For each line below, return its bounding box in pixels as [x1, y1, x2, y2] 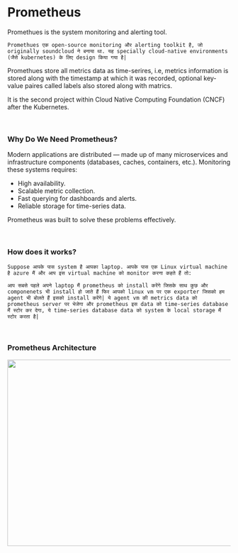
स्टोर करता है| [7, 313, 40, 320]
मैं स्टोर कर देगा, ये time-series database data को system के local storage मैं [7, 307, 222, 314]
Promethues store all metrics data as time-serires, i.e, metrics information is [7, 66, 229, 75]
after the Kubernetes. [7, 102, 69, 111]
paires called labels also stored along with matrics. [24, 81, 172, 89]
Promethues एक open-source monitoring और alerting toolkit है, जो [7, 41, 203, 48]
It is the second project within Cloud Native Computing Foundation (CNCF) [7, 95, 225, 104]
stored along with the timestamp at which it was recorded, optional [7, 74, 203, 82]
